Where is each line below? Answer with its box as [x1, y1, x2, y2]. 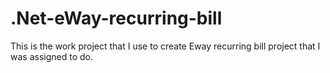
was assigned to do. [10, 50, 93, 62]
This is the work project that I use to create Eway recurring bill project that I [10, 40, 321, 52]
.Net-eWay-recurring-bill [10, 7, 223, 30]
